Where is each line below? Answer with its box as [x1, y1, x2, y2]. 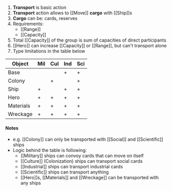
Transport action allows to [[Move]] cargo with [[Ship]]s [12, 10, 132, 16]
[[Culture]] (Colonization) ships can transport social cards [20, 158, 143, 164]
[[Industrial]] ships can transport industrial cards [20, 164, 123, 170]
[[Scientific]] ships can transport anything [20, 169, 109, 175]
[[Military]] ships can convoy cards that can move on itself [20, 152, 144, 159]
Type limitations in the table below [12, 48, 86, 54]
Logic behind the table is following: [12, 147, 87, 154]
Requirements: [12, 21, 44, 27]
